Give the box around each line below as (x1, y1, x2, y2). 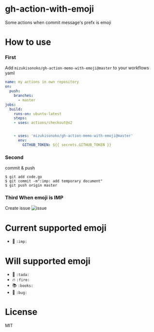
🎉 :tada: (12, 272, 30, 277)
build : (9, 107, 23, 111)
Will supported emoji (5, 256, 91, 266)
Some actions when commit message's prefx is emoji (5, 19, 111, 25)
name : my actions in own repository (5, 79, 79, 85)
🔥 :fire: (12, 277, 30, 283)
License (5, 307, 38, 317)
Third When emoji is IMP (5, 194, 64, 201)
